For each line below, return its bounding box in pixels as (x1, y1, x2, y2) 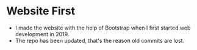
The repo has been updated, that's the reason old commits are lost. (15, 37, 185, 44)
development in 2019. (15, 30, 70, 37)
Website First (6, 4, 75, 18)
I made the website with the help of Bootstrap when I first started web (15, 24, 191, 31)
